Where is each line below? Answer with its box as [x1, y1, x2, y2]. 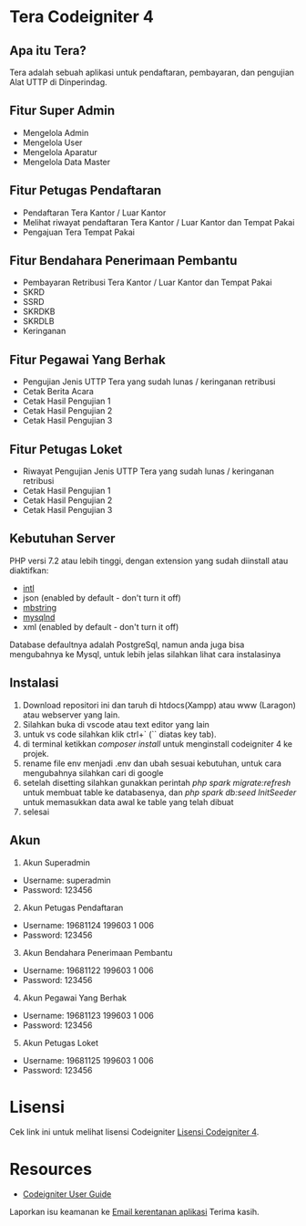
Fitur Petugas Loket [9, 441, 123, 457]
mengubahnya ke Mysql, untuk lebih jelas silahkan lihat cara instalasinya [9, 648, 281, 659]
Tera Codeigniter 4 [9, 6, 155, 27]
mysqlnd [22, 612, 56, 623]
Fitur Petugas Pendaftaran [9, 183, 162, 198]
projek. [22, 748, 50, 759]
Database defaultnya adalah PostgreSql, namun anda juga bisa [9, 639, 245, 650]
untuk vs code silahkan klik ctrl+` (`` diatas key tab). [22, 728, 217, 739]
